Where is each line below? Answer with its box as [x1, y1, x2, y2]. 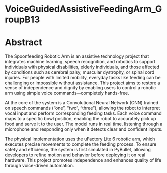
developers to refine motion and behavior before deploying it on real [5, 152, 146, 158]
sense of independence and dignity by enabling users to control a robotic [5, 85, 156, 91]
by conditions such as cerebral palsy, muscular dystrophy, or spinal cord [5, 69, 155, 75]
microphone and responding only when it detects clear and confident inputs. [5, 126, 163, 132]
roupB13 [5, 14, 40, 25]
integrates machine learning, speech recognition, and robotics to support [5, 59, 156, 65]
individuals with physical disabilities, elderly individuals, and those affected [5, 64, 160, 70]
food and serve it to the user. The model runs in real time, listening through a [5, 121, 163, 127]
